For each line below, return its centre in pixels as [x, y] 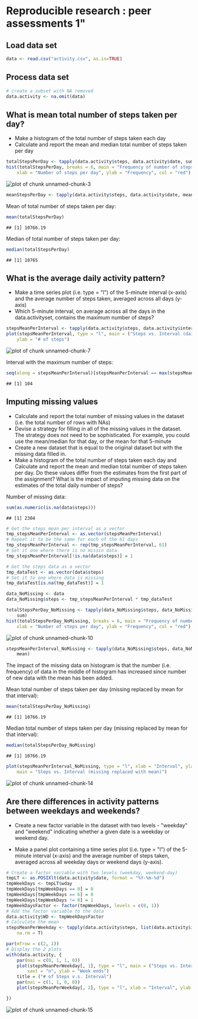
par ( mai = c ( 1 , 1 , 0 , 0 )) [49, 982]
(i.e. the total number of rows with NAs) [62, 422]
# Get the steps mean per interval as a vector [66, 528]
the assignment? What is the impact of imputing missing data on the [97, 479]
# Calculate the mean [33, 922]
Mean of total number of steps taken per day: [61, 206]
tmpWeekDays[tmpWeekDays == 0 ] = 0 [50, 889]
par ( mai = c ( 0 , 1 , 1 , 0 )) [49, 960]
